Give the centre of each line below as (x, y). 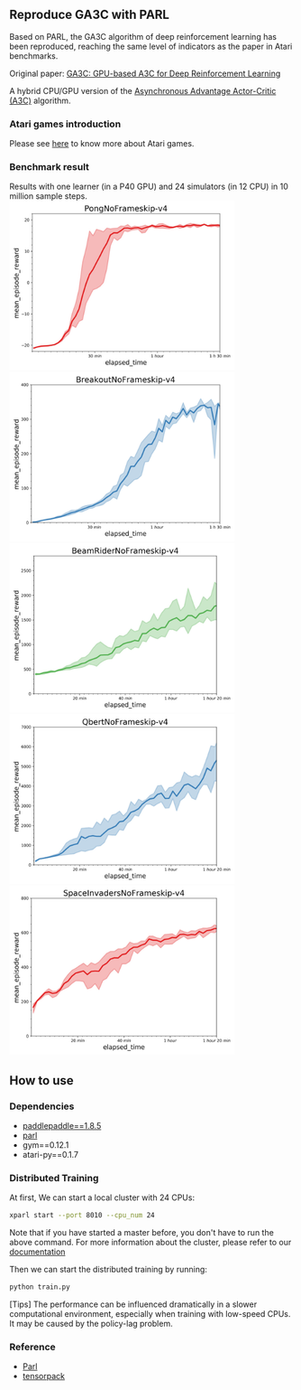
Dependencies (42, 1106)
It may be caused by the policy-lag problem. (91, 1324)
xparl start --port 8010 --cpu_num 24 (82, 1216)
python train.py (40, 1287)
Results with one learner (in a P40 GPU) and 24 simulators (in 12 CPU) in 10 (149, 187)
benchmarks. (34, 56)
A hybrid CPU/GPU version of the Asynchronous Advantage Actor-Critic (143, 90)
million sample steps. (48, 196)
